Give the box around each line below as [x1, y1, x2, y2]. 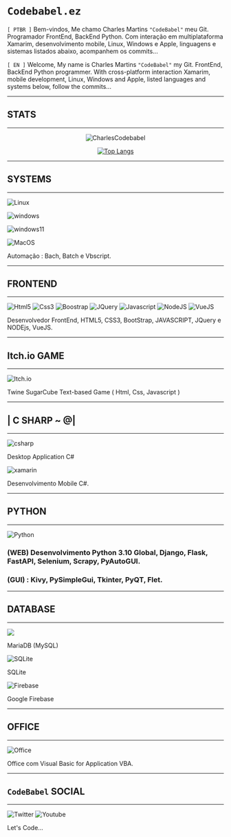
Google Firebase [7, 694, 54, 703]
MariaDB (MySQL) [7, 641, 58, 649]
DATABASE [7, 603, 56, 615]
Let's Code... [7, 824, 43, 832]
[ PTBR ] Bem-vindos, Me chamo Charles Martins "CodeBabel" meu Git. [7, 25, 209, 33]
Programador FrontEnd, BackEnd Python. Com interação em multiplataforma [7, 32, 223, 41]
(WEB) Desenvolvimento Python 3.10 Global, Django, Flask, [7, 547, 208, 557]
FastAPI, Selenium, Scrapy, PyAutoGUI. [7, 556, 141, 566]
